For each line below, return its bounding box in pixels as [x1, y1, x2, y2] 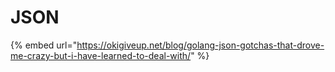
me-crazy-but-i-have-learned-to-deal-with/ [10, 49, 192, 61]
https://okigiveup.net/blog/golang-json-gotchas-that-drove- [76, 39, 325, 51]
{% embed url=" [10, 39, 78, 51]
